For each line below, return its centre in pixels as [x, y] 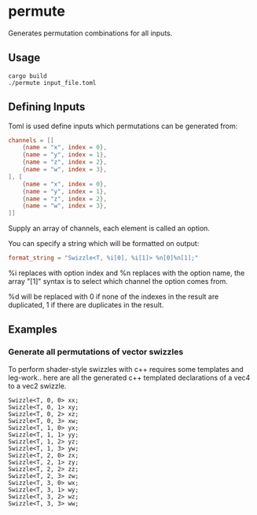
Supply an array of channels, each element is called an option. [109, 228]
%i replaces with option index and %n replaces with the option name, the [127, 273]
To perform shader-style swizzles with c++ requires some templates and [126, 369]
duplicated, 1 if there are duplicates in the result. [86, 305]
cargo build [28, 76]
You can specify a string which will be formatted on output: [104, 244]
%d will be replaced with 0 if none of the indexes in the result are [114, 296]
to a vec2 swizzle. [37, 386]
